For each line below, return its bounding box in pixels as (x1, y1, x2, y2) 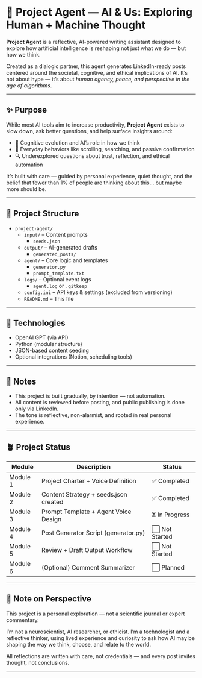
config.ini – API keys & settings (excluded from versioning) (23, 289, 173, 296)
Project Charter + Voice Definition (41, 477, 136, 485)
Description (76, 463, 111, 471)
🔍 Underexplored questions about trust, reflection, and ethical (14, 152, 170, 159)
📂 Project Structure (6, 209, 79, 219)
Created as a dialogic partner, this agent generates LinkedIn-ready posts (6, 63, 186, 70)
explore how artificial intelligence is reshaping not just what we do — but (6, 45, 186, 52)
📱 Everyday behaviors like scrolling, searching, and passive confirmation (14, 145, 195, 152)
